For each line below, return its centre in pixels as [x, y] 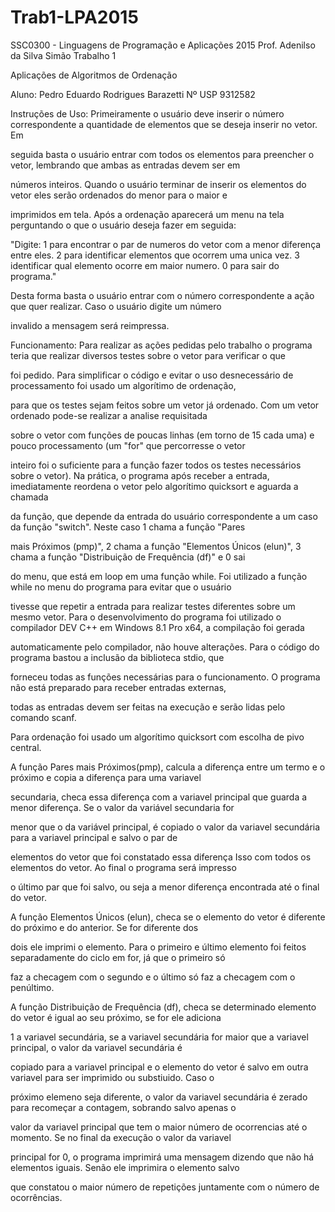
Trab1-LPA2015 [74, 17]
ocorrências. [36, 1197]
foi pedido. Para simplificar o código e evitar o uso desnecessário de [152, 375]
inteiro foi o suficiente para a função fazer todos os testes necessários [156, 465]
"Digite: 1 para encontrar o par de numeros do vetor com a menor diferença [166, 244]
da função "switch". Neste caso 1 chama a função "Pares [128, 527]
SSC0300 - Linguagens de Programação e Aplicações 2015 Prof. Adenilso [163, 45]
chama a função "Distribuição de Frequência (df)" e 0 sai [128, 557]
